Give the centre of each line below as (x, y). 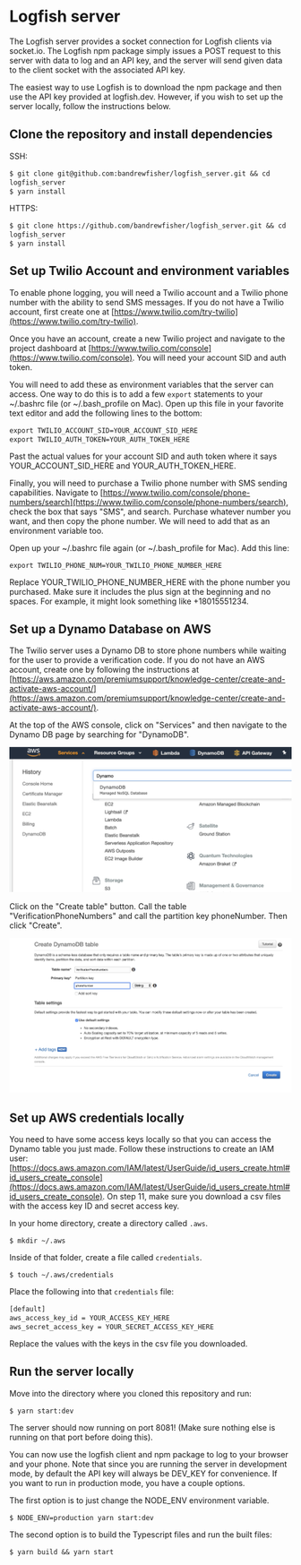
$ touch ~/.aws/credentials (62, 1275)
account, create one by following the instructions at (104, 670)
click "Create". (36, 925)
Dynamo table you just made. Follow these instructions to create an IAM (142, 1148)
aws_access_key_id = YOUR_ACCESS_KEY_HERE (90, 1318)
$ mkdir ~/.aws (38, 1241)
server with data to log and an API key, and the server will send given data (146, 60)
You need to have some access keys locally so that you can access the (140, 1139)
